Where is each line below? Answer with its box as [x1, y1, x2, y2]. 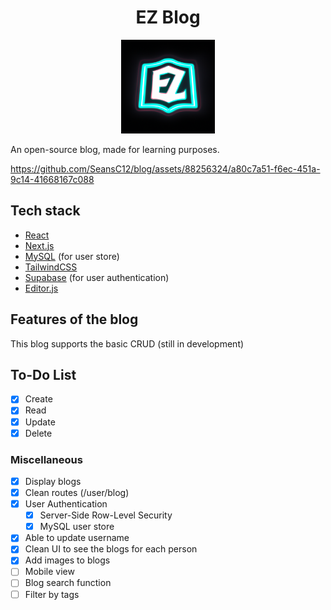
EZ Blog [135, 6, 201, 29]
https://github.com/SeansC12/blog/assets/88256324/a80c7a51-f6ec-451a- [10, 162, 321, 175]
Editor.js [24, 282, 59, 294]
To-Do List [10, 366, 77, 383]
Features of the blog [10, 311, 139, 328]
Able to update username [24, 532, 130, 544]
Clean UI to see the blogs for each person [24, 543, 198, 555]
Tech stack [10, 202, 81, 220]
